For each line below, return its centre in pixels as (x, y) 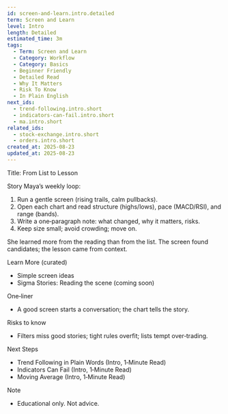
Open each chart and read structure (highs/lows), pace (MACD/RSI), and (119, 207)
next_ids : (21, 103)
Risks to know (27, 322)
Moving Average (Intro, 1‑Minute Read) (71, 376)
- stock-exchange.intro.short (56, 134)
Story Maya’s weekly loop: (44, 186)
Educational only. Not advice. (58, 403)
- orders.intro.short (44, 141)
